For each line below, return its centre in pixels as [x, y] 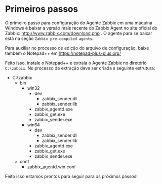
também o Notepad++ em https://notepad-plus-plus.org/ [63, 53]
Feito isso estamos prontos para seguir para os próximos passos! [71, 176]
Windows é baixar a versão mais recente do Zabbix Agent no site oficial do [81, 28]
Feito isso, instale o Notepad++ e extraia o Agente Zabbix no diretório [76, 63]
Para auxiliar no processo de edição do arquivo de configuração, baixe [77, 48]
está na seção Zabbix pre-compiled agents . [49, 38]
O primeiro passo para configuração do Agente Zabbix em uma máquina [79, 23]
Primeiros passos [41, 9]
